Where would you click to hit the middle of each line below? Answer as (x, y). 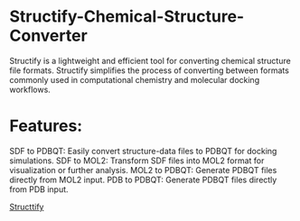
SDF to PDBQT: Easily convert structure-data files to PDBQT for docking (143, 151)
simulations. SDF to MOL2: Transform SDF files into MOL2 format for (137, 161)
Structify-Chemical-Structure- (127, 17)
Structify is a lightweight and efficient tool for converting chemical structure (150, 60)
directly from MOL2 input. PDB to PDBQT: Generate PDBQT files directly (143, 180)
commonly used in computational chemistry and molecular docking (135, 79)
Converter (48, 36)
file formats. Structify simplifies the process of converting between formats (149, 70)
